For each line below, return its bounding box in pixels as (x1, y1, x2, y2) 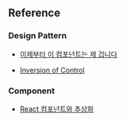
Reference (8, 6, 61, 20)
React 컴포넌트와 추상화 (19, 103, 94, 114)
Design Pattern (8, 30, 67, 41)
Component (8, 85, 55, 96)
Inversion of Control (19, 65, 85, 75)
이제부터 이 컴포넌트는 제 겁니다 (19, 49, 117, 59)
